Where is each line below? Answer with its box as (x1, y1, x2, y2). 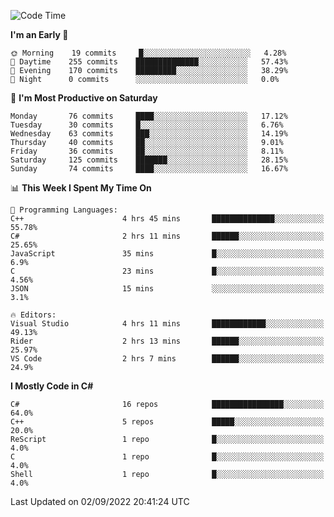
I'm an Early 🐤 (10, 29, 69, 40)
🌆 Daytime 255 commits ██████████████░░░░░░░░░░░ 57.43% (10, 57, 288, 67)
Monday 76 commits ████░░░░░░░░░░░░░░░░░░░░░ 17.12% (10, 111, 288, 121)
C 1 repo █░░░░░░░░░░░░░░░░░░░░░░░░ (10, 452, 325, 462)
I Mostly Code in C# (10, 380, 94, 392)
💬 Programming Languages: (10, 205, 118, 215)
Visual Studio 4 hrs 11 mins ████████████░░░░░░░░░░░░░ (10, 319, 325, 329)
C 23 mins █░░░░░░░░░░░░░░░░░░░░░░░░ (10, 266, 325, 276)
